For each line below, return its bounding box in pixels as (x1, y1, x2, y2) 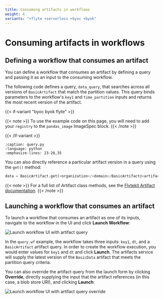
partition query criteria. (5, 260, 51, 265)
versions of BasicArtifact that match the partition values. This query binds (5, 89, 155, 95)
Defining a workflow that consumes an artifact (5, 56, 149, 65)
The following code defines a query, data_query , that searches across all (5, 84, 150, 90)
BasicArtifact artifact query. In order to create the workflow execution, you (5, 244, 156, 250)
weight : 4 (5, 12, 25, 17)
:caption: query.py (5, 142, 45, 147)
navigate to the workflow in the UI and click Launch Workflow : (5, 220, 130, 226)
